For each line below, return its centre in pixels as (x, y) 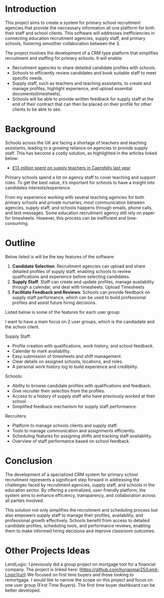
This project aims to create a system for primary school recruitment (73, 23)
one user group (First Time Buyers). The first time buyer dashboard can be (80, 585)
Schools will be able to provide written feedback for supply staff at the (83, 99)
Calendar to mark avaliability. (41, 351)
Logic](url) (16, 574)
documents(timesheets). (37, 94)
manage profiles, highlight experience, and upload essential (72, 88)
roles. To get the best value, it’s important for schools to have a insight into (80, 182)
